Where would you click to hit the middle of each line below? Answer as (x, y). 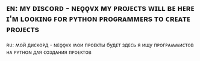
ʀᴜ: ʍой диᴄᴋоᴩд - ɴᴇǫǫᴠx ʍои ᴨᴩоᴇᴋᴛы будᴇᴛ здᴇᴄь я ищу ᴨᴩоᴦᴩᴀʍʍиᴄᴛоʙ (100, 45)
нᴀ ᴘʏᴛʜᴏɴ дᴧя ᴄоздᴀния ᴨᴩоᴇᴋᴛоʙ (49, 52)
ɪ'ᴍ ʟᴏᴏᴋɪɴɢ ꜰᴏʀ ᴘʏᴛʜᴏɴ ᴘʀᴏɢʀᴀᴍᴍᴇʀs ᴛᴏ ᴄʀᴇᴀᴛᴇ (98, 19)
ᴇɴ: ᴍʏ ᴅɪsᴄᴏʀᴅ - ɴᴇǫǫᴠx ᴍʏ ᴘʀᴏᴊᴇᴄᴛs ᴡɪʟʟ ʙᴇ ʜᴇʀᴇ (100, 8)
